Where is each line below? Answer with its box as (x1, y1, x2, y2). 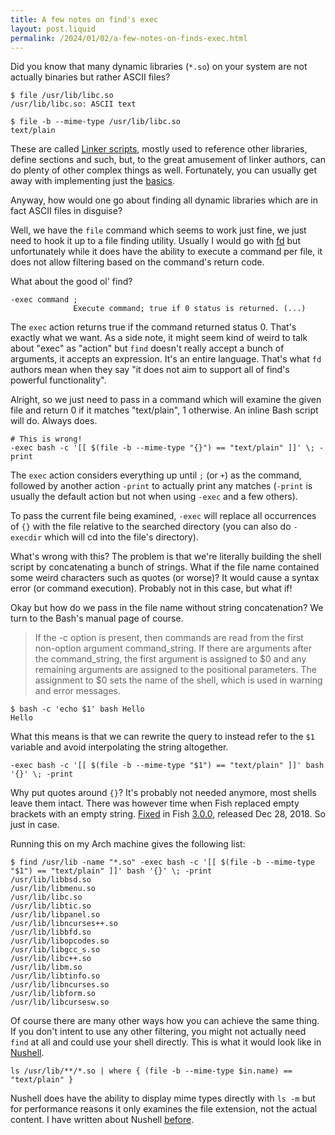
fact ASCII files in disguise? (10, 205, 123, 217)
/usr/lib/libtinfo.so (10, 971, 101, 981)
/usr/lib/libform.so (10, 989, 97, 999)
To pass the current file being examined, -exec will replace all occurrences (10, 510, 317, 522)
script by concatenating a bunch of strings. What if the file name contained (10, 561, 320, 573)
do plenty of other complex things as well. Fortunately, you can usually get (10, 164, 317, 176)
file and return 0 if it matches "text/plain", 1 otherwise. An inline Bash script (10, 404, 319, 416)
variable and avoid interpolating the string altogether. (10, 741, 229, 753)
